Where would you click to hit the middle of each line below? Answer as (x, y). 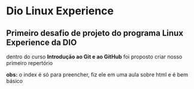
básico (14, 81)
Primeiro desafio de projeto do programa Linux (95, 33)
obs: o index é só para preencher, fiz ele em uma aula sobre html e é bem (97, 75)
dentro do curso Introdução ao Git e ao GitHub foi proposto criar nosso (94, 57)
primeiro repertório (30, 63)
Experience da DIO (42, 42)
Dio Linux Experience (60, 11)
